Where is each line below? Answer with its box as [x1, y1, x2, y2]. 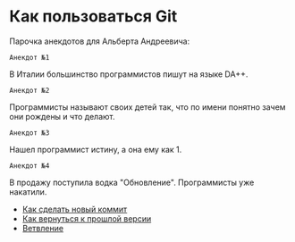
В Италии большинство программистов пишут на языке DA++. [9, 69, 249, 79]
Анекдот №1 [9, 53, 50, 62]
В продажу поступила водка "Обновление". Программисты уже [9, 177, 255, 188]
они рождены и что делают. [9, 111, 115, 121]
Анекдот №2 [9, 86, 50, 95]
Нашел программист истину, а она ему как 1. [9, 144, 182, 154]
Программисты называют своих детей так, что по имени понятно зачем [9, 101, 286, 113]
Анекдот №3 [9, 128, 50, 138]
